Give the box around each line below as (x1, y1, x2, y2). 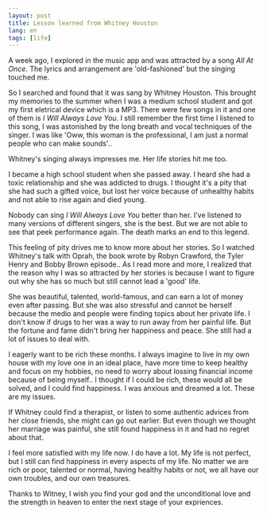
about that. (8, 433, 44, 443)
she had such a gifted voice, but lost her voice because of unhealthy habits (8, 186, 254, 196)
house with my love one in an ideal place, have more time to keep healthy (8, 358, 249, 368)
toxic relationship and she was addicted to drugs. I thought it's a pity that (8, 178, 247, 188)
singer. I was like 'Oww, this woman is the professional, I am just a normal (8, 131, 249, 140)
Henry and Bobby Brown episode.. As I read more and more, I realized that (8, 259, 252, 269)
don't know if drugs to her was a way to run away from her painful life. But (8, 318, 252, 327)
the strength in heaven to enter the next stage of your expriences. (8, 497, 224, 507)
